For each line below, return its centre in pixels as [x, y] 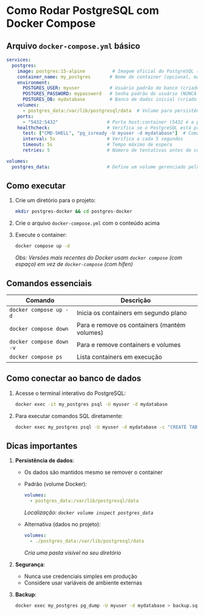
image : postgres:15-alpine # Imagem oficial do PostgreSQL [106, 71]
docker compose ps [36, 357]
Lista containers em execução [120, 357]
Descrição [136, 300]
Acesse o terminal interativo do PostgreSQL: [70, 393]
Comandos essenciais [49, 283]
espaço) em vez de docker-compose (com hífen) [74, 264]
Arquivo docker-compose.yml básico [73, 46]
